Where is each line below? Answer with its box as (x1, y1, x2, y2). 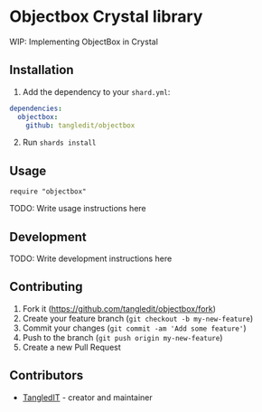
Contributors (9, 368, 84, 383)
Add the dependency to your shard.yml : (22, 86, 171, 97)
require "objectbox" (9, 187, 88, 196)
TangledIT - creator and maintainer (22, 391, 154, 403)
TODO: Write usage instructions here (9, 203, 146, 214)
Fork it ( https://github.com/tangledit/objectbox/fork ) (22, 303, 217, 314)
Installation (9, 62, 74, 78)
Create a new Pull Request (22, 342, 122, 352)
